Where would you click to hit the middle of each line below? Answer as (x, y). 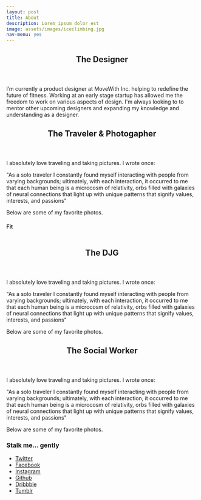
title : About (23, 18)
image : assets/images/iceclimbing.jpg (55, 29)
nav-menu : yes (24, 35)
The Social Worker (102, 350)
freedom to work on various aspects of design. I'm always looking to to (95, 102)
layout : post (23, 12)
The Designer (102, 59)
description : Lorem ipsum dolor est (53, 23)
